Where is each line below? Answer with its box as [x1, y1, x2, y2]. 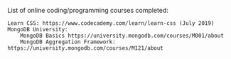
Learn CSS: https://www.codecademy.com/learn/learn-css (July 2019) [7, 20, 215, 27]
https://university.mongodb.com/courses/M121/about [7, 45, 163, 52]
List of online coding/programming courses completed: [7, 6, 169, 14]
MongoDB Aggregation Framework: [20, 38, 116, 45]
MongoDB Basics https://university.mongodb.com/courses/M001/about [20, 32, 224, 39]
